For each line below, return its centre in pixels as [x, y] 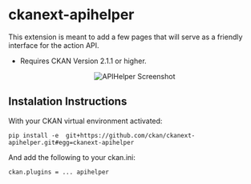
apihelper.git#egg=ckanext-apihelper [71, 142]
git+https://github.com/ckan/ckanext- [130, 135]
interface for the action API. [54, 45]
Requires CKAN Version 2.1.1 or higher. [83, 61]
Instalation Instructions [68, 102]
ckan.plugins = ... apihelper [59, 172]
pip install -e [34, 135]
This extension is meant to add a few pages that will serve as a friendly [125, 37]
